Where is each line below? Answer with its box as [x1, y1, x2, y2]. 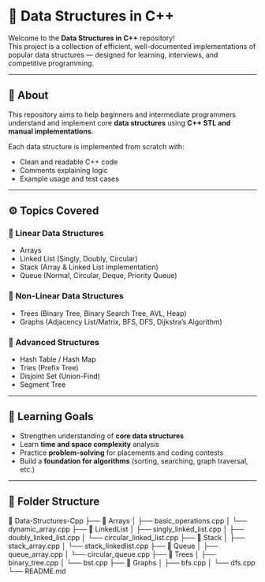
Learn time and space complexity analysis [19, 439, 160, 449]
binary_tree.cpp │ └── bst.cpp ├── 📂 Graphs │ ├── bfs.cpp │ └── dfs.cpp [8, 558, 256, 567]
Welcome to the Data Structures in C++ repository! [8, 33, 175, 43]
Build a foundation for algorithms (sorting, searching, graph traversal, [19, 456, 248, 465]
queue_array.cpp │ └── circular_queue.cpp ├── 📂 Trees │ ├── [8, 549, 217, 559]
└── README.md [8, 566, 66, 576]
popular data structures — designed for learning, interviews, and [8, 50, 218, 59]
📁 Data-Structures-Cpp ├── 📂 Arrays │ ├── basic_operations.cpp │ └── [8, 516, 248, 525]
